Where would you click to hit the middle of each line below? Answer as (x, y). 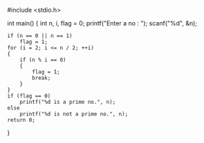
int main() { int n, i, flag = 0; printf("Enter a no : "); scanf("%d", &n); (102, 23)
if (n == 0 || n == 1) (40, 36)
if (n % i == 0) (43, 60)
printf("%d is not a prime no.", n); (74, 114)
